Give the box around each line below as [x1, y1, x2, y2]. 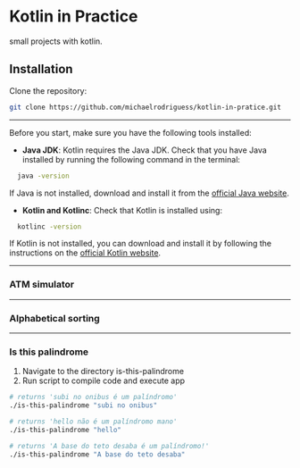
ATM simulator [9, 279, 74, 291]
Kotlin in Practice [9, 6, 138, 27]
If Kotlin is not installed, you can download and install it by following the [9, 238, 272, 249]
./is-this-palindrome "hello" [9, 425, 122, 434]
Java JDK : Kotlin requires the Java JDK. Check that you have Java [21, 145, 268, 155]
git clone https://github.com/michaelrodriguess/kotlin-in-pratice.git [9, 103, 281, 112]
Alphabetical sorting [9, 312, 100, 324]
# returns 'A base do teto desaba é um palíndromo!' [9, 441, 210, 450]
